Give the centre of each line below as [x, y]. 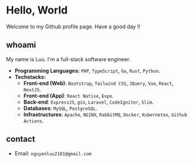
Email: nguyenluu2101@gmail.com [53, 153]
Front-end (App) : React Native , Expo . [69, 95]
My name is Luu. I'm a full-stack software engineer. [68, 59]
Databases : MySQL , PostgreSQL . [60, 108]
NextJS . [32, 89]
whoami [21, 45]
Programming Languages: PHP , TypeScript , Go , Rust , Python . [87, 71]
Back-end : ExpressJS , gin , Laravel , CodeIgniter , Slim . [89, 102]
